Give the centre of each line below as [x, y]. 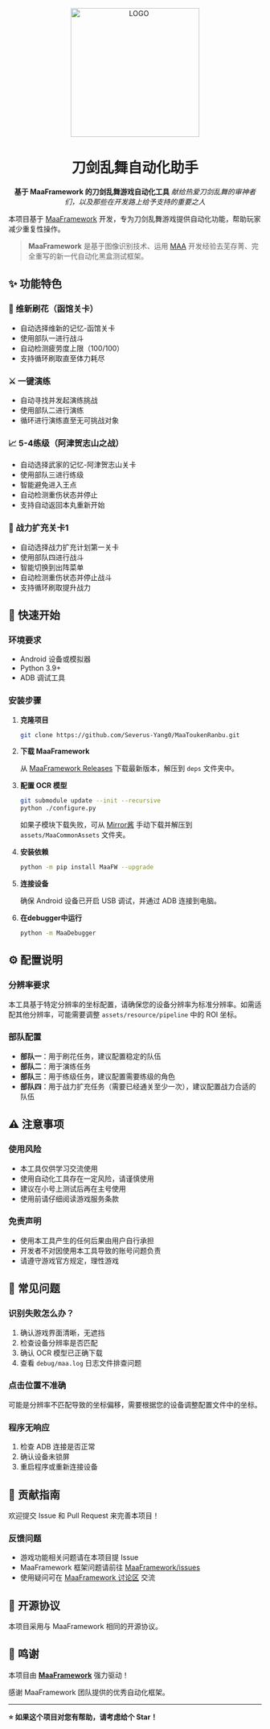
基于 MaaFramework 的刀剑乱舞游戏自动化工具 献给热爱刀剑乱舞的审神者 [135, 191]
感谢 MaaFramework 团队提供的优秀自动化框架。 [89, 1692]
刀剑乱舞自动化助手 [135, 168]
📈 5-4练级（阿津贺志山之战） [66, 443]
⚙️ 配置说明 [35, 960]
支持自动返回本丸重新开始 [62, 505]
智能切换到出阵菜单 [52, 567]
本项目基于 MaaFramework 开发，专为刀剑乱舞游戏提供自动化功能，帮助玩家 [135, 218]
